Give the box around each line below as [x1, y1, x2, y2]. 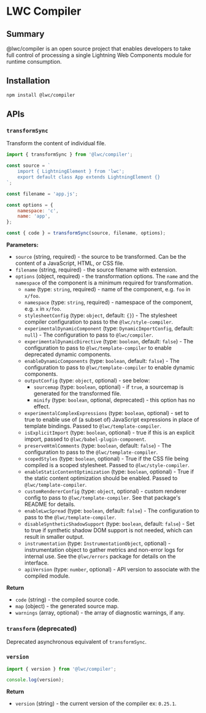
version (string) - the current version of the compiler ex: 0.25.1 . [15, 700, 177, 707]
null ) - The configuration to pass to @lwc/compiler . [24, 331, 153, 338]
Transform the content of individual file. [6, 140, 106, 147]
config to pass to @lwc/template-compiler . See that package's [24, 494, 181, 501]
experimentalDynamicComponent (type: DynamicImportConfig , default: [24, 325, 194, 332]
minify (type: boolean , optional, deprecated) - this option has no [33, 397, 196, 403]
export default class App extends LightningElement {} [17, 174, 161, 180]
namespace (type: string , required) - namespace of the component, [24, 299, 193, 306]
